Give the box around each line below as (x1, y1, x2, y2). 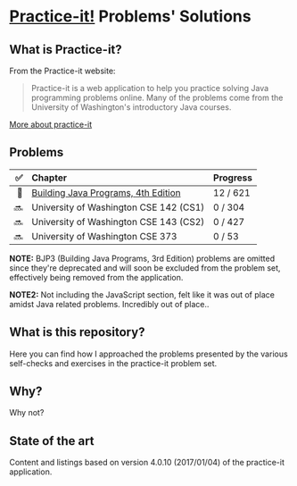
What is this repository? (9, 324, 145, 340)
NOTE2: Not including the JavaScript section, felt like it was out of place (9, 289, 275, 300)
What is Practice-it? (9, 42, 122, 57)
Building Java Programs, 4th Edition (31, 186, 181, 198)
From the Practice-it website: (9, 65, 116, 76)
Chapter (31, 172, 67, 184)
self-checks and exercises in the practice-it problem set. (9, 357, 218, 368)
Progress (212, 172, 252, 184)
